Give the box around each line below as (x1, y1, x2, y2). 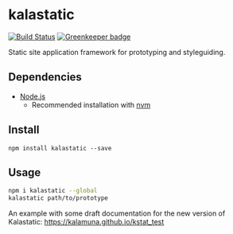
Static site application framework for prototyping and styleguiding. (8, 47, 226, 57)
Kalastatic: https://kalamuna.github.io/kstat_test (8, 217, 165, 227)
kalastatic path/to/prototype (8, 194, 109, 202)
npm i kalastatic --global (8, 187, 98, 195)
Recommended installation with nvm (31, 99, 151, 109)
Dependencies (8, 70, 82, 84)
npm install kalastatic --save (8, 144, 112, 152)
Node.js (19, 92, 46, 101)
